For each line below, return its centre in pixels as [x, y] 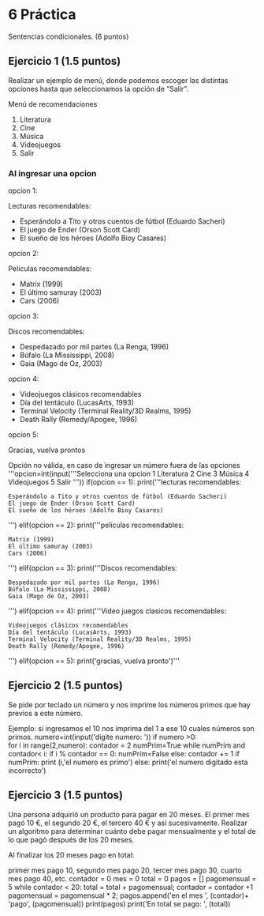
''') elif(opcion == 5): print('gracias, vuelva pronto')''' [94, 661]
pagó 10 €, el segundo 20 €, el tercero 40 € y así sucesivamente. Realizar [128, 823]
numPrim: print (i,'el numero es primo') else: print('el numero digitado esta [128, 762]
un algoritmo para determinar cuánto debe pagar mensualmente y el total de [132, 831]
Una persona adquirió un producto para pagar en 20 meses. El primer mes [129, 814]
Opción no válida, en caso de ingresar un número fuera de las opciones [124, 466]
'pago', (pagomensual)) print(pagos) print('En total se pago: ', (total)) [119, 903]
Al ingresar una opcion [52, 173]
